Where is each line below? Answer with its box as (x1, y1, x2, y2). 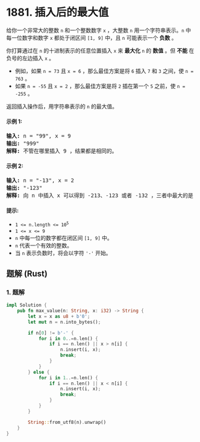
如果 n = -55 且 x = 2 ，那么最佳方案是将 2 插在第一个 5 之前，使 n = (14, 82, 186, 89)
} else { (28, 369, 50, 375)
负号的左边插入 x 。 (6, 54, 55, 62)
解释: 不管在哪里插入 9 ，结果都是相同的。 (6, 148, 117, 154)
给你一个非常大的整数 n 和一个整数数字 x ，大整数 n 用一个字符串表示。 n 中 (6, 27, 192, 34)
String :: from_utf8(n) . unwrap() (28, 419, 107, 425)
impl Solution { (6, 302, 47, 308)
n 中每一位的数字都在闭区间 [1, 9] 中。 (14, 234, 113, 241)
